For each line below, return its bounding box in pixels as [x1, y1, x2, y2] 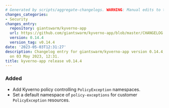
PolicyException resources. [12, 97, 70, 103]
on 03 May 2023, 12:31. [10, 53, 59, 59]
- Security [5, 16, 28, 21]
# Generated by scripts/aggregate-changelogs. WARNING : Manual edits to [5, 7, 161, 12]
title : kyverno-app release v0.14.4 [5, 58, 82, 63]
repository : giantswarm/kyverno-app [10, 26, 87, 31]
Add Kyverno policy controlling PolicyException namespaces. [12, 86, 141, 92]
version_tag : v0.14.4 [10, 40, 55, 45]
